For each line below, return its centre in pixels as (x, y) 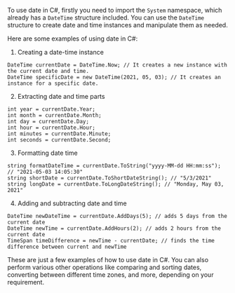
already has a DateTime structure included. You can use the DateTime (106, 18)
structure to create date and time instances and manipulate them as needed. (117, 25)
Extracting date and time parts (61, 96)
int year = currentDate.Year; (52, 109)
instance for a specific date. (53, 83)
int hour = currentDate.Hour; (52, 128)
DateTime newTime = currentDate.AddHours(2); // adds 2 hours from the (114, 229)
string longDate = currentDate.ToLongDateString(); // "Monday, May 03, (116, 184)
